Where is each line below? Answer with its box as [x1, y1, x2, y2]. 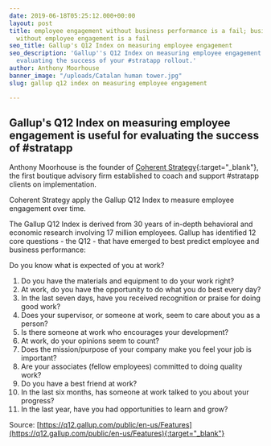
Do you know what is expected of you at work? [9, 261, 165, 270]
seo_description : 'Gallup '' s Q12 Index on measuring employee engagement [9, 49, 262, 57]
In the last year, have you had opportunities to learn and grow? [20, 404, 228, 415]
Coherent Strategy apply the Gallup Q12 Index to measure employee [9, 195, 235, 205]
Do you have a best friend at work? [20, 379, 138, 389]
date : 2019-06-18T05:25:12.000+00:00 [9, 11, 136, 20]
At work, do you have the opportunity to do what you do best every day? [20, 285, 261, 295]
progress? [20, 396, 55, 406]
